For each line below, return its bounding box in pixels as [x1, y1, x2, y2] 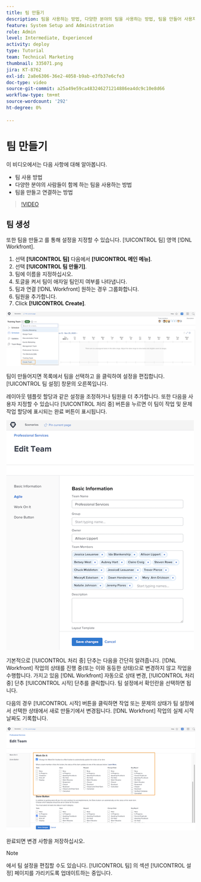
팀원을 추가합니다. [14, 293, 57, 300]
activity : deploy [6, 41, 50, 47]
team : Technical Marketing [6, 54, 74, 60]
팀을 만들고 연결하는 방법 [14, 188, 73, 195]
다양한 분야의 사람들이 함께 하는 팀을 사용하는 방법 [14, 181, 132, 188]
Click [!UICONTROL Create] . [14, 300, 86, 307]
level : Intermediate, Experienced [6, 35, 93, 41]
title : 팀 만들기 [6, 10, 45, 16]
